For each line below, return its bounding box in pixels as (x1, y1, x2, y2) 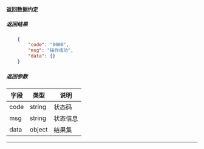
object (29, 125, 48, 133)
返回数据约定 (6, 5, 38, 13)
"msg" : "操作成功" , (28, 47, 74, 54)
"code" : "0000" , (28, 42, 69, 48)
